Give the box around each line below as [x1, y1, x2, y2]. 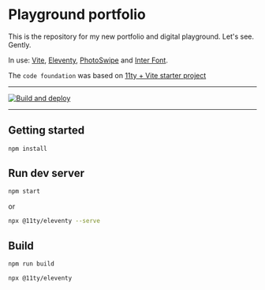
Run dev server [8, 167, 85, 180]
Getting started [8, 124, 85, 137]
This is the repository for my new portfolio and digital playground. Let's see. [8, 32, 255, 41]
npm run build [8, 260, 55, 268]
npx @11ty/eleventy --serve [8, 217, 101, 225]
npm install [8, 145, 47, 153]
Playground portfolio [8, 6, 146, 24]
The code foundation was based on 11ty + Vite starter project [8, 70, 207, 80]
